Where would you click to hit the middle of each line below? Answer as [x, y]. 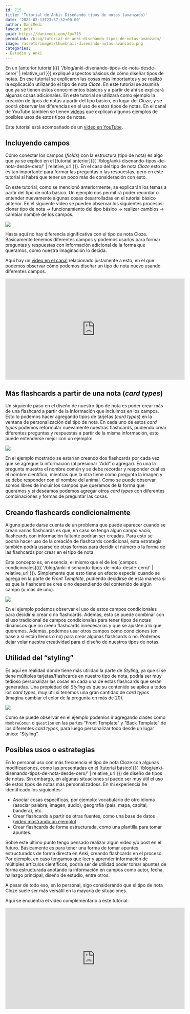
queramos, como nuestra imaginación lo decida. [56, 250]
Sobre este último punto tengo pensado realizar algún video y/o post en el [83, 842]
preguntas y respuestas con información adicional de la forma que [76, 245]
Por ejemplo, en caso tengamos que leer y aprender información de [77, 859]
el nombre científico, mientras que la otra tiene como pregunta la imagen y [84, 475]
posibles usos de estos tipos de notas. [46, 117]
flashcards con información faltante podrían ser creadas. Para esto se [79, 536]
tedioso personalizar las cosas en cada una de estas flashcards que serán [83, 681]
